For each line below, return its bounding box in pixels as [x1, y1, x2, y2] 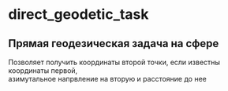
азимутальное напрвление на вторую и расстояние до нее [8, 75, 207, 83]
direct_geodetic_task [8, 5, 149, 24]
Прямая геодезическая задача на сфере [8, 37, 219, 50]
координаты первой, [8, 66, 78, 75]
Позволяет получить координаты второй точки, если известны [8, 57, 221, 67]
